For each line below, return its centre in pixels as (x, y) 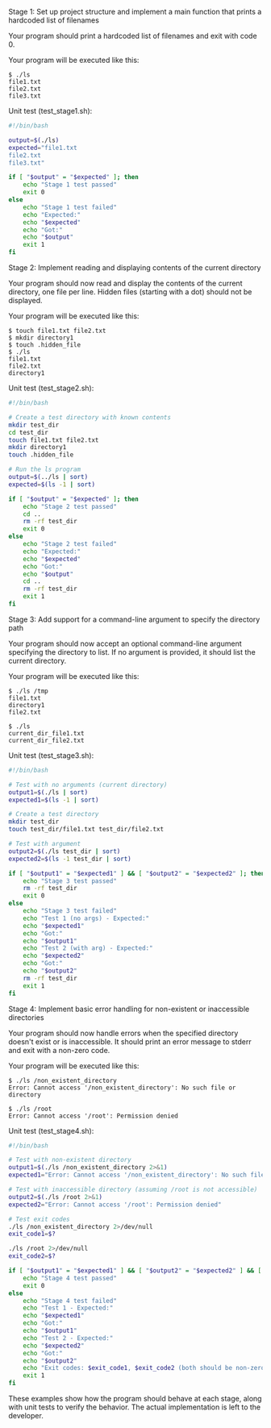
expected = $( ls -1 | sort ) (52, 484)
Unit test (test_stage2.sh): (51, 388)
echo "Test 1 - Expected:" (68, 1308)
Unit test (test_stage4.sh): (51, 1130)
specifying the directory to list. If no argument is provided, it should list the (132, 652)
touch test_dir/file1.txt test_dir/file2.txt (86, 830)
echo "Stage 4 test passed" (70, 1278)
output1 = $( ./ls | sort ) (48, 792)
